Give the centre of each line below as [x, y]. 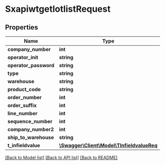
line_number [23, 113]
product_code [24, 89]
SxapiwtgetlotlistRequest [58, 9]
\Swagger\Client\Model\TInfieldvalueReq [108, 145]
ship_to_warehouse [31, 137]
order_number [25, 97]
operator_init [23, 57]
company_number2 [31, 129]
